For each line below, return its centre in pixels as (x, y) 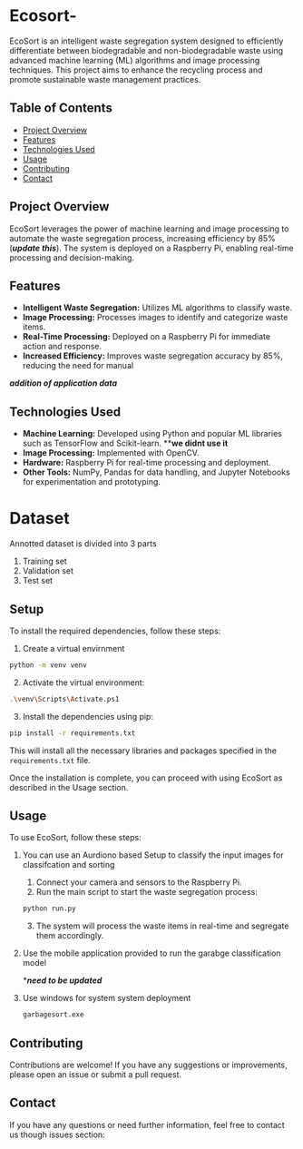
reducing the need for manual (78, 366)
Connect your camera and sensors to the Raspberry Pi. (139, 882)
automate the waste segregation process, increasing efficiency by (133, 238)
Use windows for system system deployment (107, 998)
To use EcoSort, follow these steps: (76, 838)
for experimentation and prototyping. (92, 482)
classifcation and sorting (68, 865)
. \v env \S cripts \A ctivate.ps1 (64, 699)
